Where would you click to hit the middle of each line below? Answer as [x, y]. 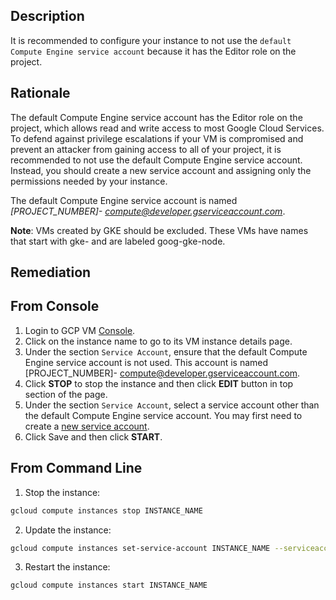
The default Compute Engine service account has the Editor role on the [156, 117]
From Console [55, 306]
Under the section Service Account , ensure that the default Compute [166, 351]
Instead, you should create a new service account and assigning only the [161, 170]
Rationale [40, 93]
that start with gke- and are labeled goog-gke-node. [118, 241]
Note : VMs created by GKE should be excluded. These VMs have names [159, 230]
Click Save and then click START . [93, 436]
